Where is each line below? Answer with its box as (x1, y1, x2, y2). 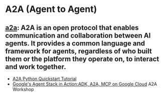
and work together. (5, 62, 66, 71)
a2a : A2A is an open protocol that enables (5, 23, 139, 32)
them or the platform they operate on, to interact (5, 54, 159, 63)
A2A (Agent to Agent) (5, 3, 97, 15)
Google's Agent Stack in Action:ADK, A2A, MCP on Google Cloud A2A (12, 81, 157, 87)
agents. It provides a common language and (5, 39, 145, 47)
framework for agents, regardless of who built (5, 46, 152, 55)
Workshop (12, 86, 34, 92)
